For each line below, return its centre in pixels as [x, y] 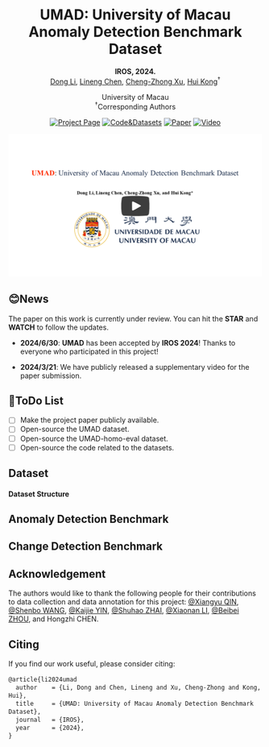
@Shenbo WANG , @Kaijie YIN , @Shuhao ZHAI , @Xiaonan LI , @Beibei [124, 611]
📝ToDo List [36, 400]
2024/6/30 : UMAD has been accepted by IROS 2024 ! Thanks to [128, 342]
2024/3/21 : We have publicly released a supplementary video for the [134, 367]
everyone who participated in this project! [89, 351]
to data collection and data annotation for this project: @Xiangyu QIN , [124, 602]
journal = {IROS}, [50, 720]
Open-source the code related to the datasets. [97, 447]
